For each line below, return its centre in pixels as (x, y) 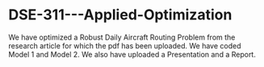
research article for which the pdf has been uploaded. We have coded (125, 45)
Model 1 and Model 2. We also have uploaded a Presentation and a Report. (132, 54)
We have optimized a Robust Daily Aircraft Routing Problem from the (122, 37)
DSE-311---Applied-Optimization (120, 15)
